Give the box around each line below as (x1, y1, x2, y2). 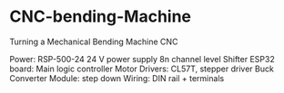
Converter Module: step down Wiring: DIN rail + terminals (9, 72, 225, 83)
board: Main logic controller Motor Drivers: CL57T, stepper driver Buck (9, 63, 275, 74)
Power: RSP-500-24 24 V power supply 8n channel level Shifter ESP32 (9, 53, 275, 64)
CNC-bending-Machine (9, 6, 192, 27)
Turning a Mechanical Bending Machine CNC (9, 36, 178, 47)
